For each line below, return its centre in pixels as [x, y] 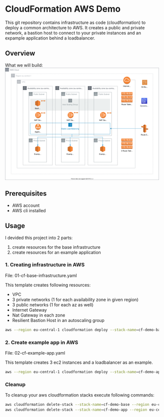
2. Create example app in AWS [42, 342]
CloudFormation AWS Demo [63, 9]
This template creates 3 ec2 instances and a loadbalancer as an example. [79, 362]
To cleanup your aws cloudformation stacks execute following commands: [80, 395]
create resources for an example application [56, 252]
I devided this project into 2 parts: [39, 238]
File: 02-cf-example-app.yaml [35, 353]
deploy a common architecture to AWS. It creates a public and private [75, 27]
